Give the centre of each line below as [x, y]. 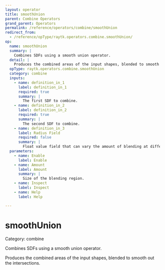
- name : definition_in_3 [39, 128]
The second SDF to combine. [51, 124]
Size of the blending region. [54, 179]
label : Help [30, 197]
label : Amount [33, 169]
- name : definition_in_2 [39, 106]
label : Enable [33, 160]
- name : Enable [29, 156]
